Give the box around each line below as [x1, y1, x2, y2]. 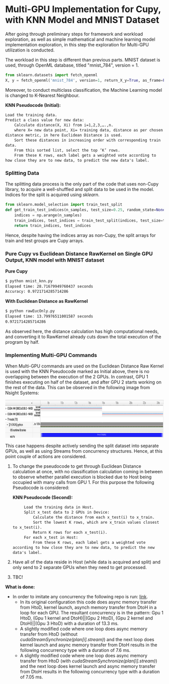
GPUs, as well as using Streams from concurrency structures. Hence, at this [5, 448, 163, 454]
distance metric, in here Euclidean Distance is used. [5, 133, 123, 138]
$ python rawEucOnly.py [5, 308, 55, 314]
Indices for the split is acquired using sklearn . [5, 192, 100, 198]
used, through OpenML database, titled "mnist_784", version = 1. [5, 62, 139, 68]
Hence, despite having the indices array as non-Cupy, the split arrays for [5, 232, 156, 238]
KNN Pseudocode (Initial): [5, 102, 61, 108]
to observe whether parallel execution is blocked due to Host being [12, 474, 152, 480]
